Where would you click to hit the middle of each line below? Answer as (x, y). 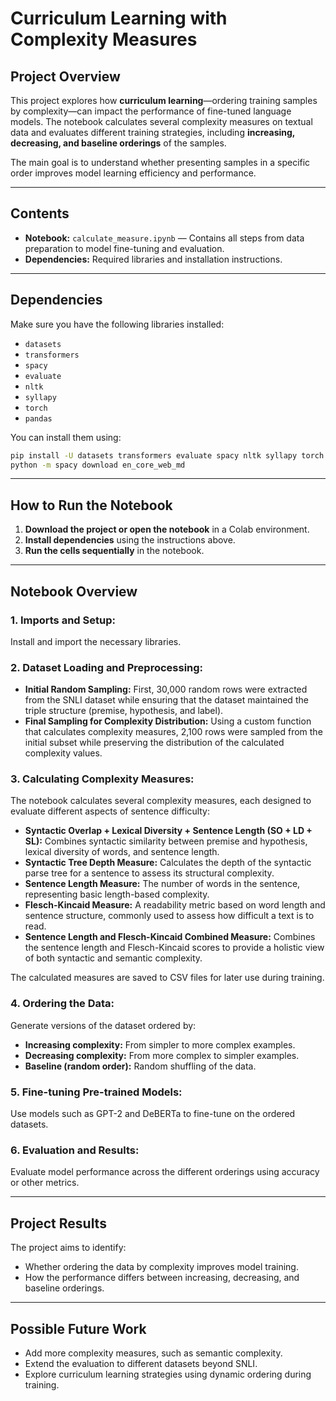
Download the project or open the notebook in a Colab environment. (167, 529)
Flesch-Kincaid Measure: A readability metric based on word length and (175, 905)
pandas (38, 418)
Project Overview (65, 76)
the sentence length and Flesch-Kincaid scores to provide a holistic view (174, 948)
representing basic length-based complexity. (117, 894)
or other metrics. (45, 1183)
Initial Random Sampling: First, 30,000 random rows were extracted (166, 689)
